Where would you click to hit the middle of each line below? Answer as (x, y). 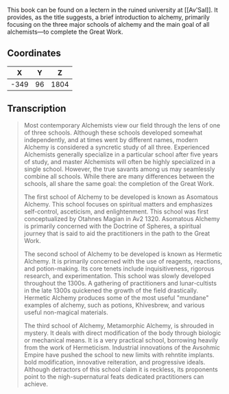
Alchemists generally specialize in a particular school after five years (121, 154)
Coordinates (34, 53)
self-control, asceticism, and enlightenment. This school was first (116, 211)
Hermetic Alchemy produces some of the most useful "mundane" (116, 297)
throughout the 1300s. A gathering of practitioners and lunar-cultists (120, 283)
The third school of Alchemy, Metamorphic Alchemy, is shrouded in (119, 325)
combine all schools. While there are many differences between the (119, 176)
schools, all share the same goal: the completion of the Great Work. (119, 183)
